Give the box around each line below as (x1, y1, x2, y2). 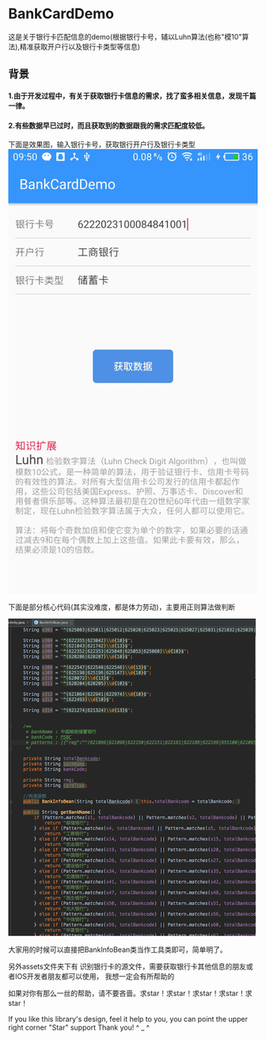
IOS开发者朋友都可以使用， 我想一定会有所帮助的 (14, 972, 175, 981)
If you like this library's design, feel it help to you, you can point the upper (8, 1015, 248, 1024)
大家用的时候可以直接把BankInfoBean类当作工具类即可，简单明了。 (8, 945, 227, 954)
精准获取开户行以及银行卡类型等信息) (19, 41, 141, 52)
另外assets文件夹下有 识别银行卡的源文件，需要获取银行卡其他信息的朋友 (8, 961, 247, 972)
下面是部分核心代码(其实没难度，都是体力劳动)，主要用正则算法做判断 (8, 602, 236, 612)
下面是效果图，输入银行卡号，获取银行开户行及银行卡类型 (8, 140, 196, 149)
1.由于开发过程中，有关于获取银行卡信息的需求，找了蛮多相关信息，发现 (8, 90, 243, 100)
